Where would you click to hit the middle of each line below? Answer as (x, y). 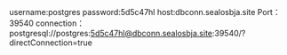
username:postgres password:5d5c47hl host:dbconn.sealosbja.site (132, 12)
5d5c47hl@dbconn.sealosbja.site (151, 33)
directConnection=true (51, 43)
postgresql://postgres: (50, 33)
